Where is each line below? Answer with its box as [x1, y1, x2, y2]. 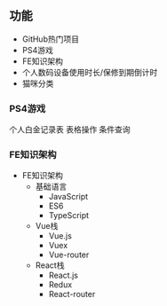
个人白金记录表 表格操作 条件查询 [9, 124, 131, 135]
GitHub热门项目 [21, 34, 80, 44]
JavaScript [48, 192, 89, 202]
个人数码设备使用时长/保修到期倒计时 [21, 67, 158, 77]
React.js [48, 270, 78, 281]
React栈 [35, 260, 65, 271]
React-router [48, 289, 96, 300]
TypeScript [48, 210, 90, 221]
